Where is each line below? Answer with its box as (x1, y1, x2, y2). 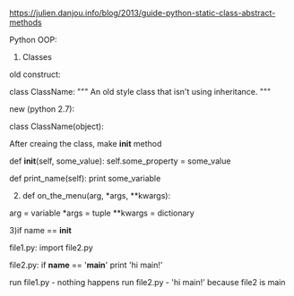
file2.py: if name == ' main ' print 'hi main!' (9, 259, 163, 270)
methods (9, 17, 42, 28)
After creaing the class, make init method (9, 139, 162, 148)
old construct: (9, 69, 61, 80)
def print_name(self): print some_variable (9, 173, 161, 183)
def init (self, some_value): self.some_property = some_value (9, 156, 231, 166)
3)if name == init (9, 225, 72, 235)
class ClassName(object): (9, 121, 105, 131)
